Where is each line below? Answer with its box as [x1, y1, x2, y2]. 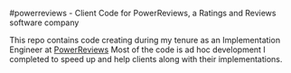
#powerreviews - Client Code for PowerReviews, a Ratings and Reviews [9, 8, 277, 18]
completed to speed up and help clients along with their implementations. [9, 54, 283, 64]
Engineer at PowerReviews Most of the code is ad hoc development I [9, 44, 267, 55]
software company [9, 17, 80, 28]
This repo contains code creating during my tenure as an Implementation [9, 35, 281, 45]
